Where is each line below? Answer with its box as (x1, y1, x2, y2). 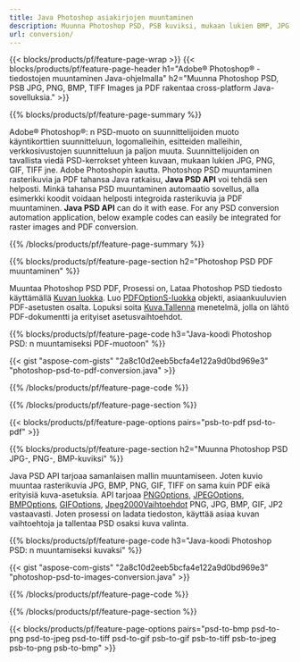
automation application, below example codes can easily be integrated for (9, 212, 281, 223)
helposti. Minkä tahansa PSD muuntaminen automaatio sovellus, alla (9, 184, 260, 195)
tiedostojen (9, 73, 51, 84)
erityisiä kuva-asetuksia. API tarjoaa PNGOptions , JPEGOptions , (9, 490, 245, 500)
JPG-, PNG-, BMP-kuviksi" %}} (9, 453, 124, 465)
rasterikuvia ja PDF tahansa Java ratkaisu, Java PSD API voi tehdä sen (9, 174, 268, 185)
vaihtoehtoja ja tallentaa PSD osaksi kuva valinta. (9, 518, 189, 529)
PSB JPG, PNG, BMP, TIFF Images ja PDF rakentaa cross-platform (9, 82, 252, 94)
